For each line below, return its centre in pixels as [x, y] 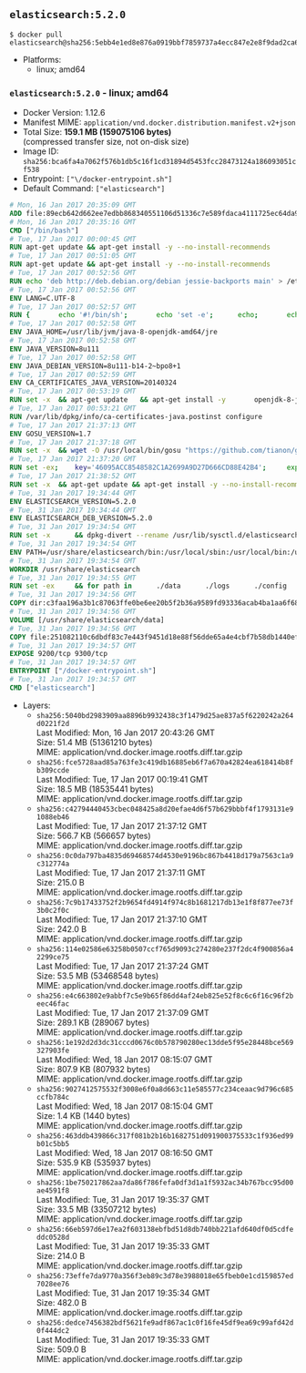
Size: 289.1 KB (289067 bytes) [93, 1022]
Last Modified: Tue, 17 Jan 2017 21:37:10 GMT [122, 919]
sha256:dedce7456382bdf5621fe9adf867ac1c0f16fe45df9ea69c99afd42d [165, 1322]
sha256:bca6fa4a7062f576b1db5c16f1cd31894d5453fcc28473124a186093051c [159, 162]
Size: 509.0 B [61, 1349]
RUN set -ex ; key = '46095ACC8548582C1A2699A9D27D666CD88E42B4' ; [138, 468]
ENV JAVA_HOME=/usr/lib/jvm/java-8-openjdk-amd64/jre [114, 333]
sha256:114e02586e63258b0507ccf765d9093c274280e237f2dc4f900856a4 [165, 949]
